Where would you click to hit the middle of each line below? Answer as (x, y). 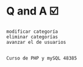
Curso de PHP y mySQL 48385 (42, 58)
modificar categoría (32, 31)
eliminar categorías (32, 37)
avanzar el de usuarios (36, 42)
